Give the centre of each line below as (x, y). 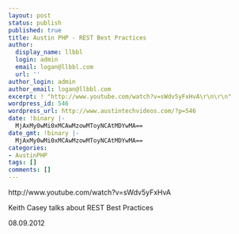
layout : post (30, 15)
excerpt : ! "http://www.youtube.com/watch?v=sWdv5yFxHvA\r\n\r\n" (120, 96)
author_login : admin (42, 81)
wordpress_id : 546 (38, 104)
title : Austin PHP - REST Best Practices (78, 38)
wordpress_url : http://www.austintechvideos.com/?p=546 (102, 111)
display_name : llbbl (49, 52)
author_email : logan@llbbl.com (60, 89)
